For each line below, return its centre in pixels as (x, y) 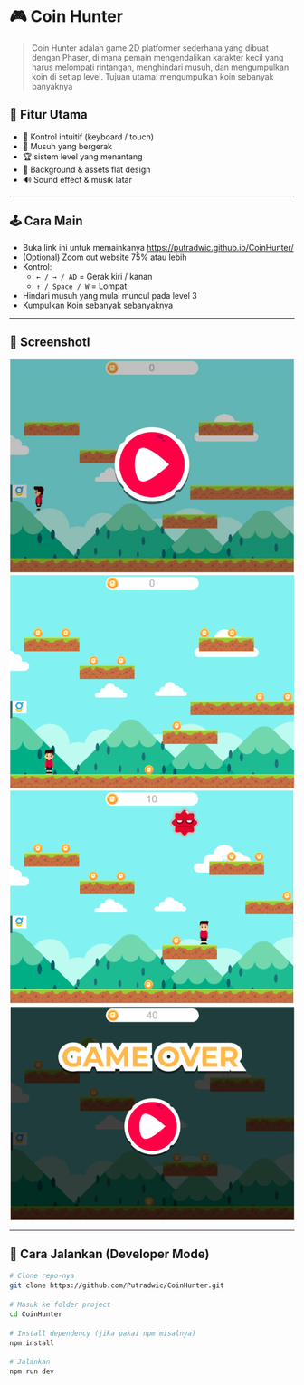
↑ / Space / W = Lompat (81, 286)
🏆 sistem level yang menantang (82, 156)
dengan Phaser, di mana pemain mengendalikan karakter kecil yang (157, 57)
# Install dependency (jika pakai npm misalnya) (103, 1333)
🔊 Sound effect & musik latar (77, 179)
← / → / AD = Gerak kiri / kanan (94, 276)
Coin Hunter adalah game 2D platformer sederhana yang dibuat (150, 48)
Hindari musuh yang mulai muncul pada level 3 (109, 295)
